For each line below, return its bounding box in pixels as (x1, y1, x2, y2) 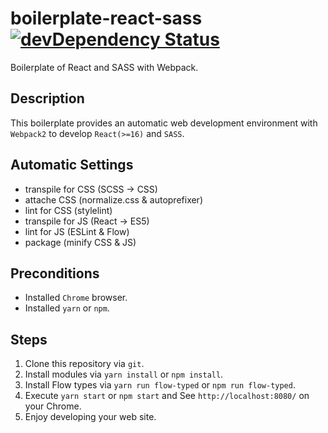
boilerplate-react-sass (10, 7, 203, 30)
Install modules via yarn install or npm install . (24, 368, 224, 381)
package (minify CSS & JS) (24, 236, 137, 248)
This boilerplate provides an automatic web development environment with (10, 117, 318, 129)
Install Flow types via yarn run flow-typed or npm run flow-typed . (24, 379, 296, 391)
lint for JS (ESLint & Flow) (24, 225, 130, 237)
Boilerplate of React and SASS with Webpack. (10, 61, 199, 73)
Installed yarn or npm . (24, 302, 110, 314)
